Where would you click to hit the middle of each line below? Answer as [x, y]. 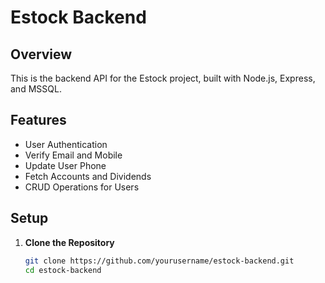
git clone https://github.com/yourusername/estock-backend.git [159, 261]
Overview [41, 54]
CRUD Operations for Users [82, 187]
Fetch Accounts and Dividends [88, 176]
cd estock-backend [63, 270]
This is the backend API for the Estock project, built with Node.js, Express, [163, 78]
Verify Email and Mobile [73, 155]
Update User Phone [65, 165]
